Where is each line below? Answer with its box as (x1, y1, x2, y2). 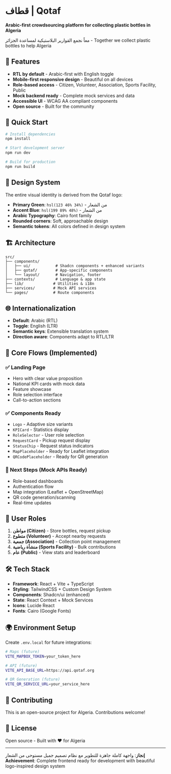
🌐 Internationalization (5, 304, 76, 312)
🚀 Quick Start (5, 118, 48, 127)
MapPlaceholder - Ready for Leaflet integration (12, 448, 109, 454)
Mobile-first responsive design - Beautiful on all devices (12, 76, 133, 82)
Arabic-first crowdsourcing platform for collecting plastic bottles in (5, 22, 151, 28)
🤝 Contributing (5, 696, 53, 704)
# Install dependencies (5, 131, 56, 137)
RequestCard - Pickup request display (12, 438, 91, 444)
